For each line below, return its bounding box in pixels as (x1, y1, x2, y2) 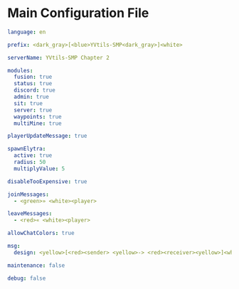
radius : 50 (14, 158, 46, 166)
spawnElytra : (7, 146, 46, 153)
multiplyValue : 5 (14, 165, 65, 172)
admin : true (14, 94, 50, 101)
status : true (14, 80, 53, 87)
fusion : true (14, 73, 53, 81)
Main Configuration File (7, 5, 149, 21)
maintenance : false (7, 261, 65, 269)
